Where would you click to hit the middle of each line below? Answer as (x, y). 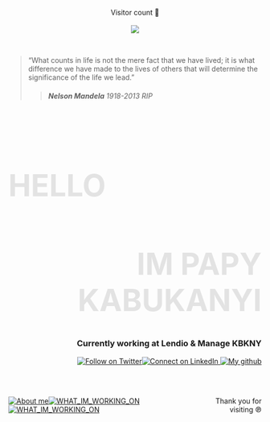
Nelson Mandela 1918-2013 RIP (100, 96)
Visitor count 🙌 (135, 12)
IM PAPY (199, 264)
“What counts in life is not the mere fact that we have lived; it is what (141, 60)
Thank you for (239, 401)
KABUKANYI (170, 300)
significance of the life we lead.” (81, 77)
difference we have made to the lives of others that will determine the (143, 69)
